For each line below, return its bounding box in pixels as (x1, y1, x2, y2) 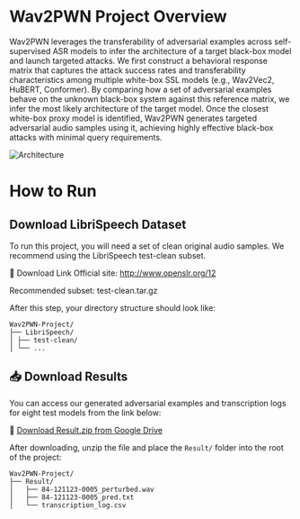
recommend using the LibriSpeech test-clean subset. (9, 250, 207, 260)
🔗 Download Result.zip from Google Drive (9, 424, 163, 435)
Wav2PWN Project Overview (9, 6, 227, 27)
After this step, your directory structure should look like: (9, 302, 216, 313)
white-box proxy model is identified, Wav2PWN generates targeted (9, 113, 258, 123)
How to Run (9, 181, 97, 202)
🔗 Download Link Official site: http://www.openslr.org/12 (9, 268, 216, 278)
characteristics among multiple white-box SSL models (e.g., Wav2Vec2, (9, 74, 275, 85)
